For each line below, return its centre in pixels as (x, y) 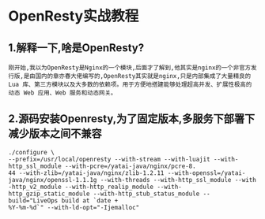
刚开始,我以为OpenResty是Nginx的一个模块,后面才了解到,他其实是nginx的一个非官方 (130, 68)
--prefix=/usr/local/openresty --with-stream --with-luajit (110, 159)
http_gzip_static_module (49, 194)
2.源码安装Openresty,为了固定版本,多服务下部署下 (132, 119)
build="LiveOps (33, 200)
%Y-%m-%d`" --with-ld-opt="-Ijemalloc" (74, 207)
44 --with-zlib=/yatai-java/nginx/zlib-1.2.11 (86, 173)
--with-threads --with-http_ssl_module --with (178, 180)
